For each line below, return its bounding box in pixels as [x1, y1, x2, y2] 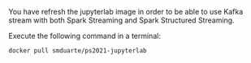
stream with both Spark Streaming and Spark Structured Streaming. [8, 15, 235, 25]
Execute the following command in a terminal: [8, 31, 161, 40]
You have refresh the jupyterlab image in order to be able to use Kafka [8, 7, 244, 16]
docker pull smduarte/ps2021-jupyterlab [8, 47, 148, 55]
